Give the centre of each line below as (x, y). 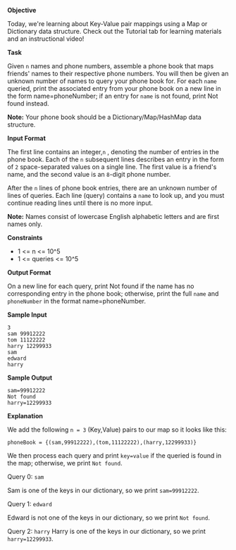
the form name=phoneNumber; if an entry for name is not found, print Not (113, 96)
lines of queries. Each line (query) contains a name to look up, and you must (116, 195)
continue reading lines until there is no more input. (80, 203)
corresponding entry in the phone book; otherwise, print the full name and (113, 294)
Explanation (25, 416)
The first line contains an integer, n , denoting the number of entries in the (113, 152)
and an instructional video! (46, 39)
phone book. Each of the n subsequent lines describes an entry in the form (116, 159)
